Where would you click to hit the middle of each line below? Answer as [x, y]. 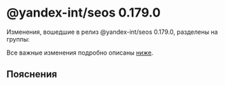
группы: [18, 39]
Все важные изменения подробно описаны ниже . [80, 53]
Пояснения [32, 74]
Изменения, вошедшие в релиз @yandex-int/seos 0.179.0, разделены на [112, 32]
